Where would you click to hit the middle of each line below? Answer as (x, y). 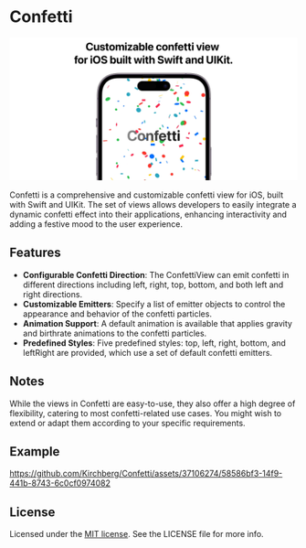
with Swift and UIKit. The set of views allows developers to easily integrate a (153, 204)
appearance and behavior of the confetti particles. (117, 314)
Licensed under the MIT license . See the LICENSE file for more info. (137, 534)
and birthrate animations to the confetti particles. (115, 333)
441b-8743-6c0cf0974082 (60, 483)
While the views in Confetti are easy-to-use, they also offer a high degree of (153, 403)
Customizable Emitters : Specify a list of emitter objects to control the (154, 304)
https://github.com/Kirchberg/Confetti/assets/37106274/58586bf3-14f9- (146, 474)
